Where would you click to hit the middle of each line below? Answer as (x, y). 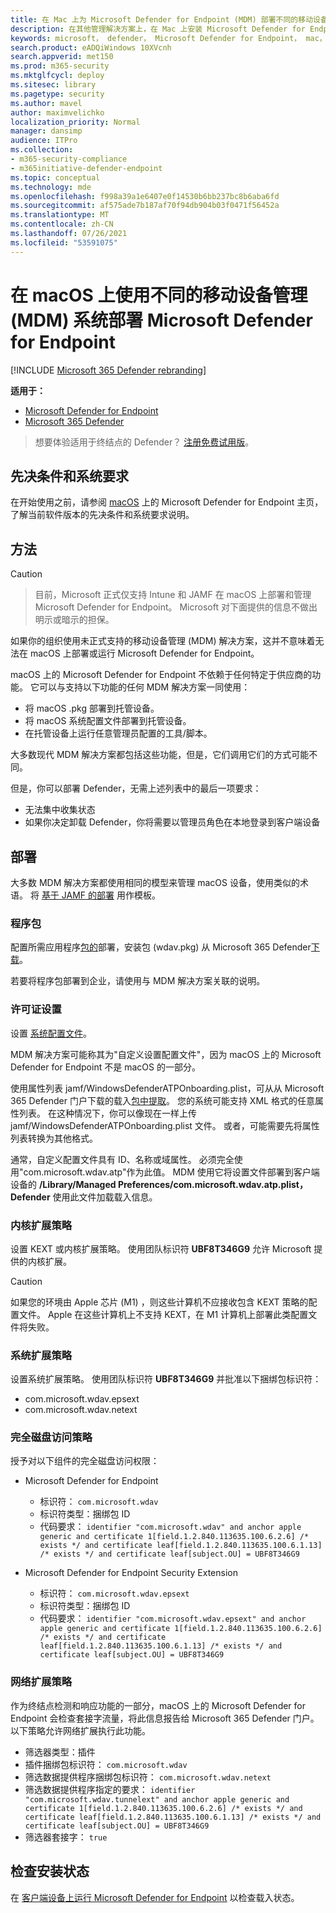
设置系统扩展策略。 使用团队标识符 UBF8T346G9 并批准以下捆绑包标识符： (166, 1379)
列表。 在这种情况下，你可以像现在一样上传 (107, 1113)
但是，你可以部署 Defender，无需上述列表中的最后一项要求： (136, 788)
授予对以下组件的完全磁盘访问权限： (85, 1461)
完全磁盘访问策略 (51, 1438)
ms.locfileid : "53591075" (64, 242)
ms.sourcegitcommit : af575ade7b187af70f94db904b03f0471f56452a (145, 206)
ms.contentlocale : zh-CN (62, 224)
